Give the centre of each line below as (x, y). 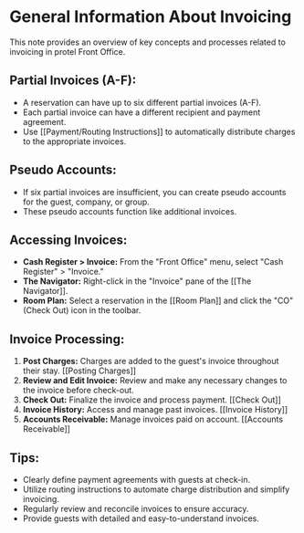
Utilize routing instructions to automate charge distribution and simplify (156, 489)
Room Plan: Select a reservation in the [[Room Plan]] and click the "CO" (158, 301)
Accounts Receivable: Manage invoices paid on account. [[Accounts (153, 419)
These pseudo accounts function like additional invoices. (130, 211)
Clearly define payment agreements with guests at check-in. (136, 480)
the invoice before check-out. (78, 391)
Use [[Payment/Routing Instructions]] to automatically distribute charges (159, 131)
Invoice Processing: (67, 339)
